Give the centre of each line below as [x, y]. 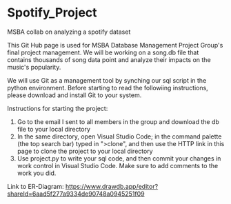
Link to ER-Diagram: [36, 186]
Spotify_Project [52, 13]
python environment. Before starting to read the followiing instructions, [108, 88]
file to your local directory [54, 129]
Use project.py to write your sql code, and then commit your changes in [119, 158]
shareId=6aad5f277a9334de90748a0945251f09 [76, 194]
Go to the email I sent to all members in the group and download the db [118, 121]
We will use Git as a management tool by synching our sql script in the [107, 80]
